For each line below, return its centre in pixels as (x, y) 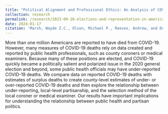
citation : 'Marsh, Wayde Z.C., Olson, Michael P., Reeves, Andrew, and (81, 28)
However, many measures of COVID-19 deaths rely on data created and (79, 48)
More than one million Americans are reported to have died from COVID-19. (82, 42)
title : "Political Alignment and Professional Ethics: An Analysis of (80, 10)
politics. (13, 106)
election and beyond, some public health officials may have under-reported (83, 69)
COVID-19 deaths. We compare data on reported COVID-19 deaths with (78, 74)
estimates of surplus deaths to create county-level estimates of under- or (81, 80)
